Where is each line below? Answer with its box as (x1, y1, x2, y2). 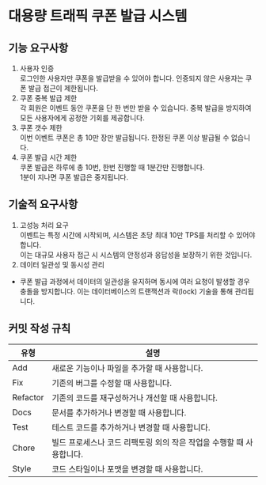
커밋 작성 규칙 (8, 322, 71, 335)
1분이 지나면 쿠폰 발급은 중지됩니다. (19, 172, 129, 182)
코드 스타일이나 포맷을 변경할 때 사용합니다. (51, 464, 203, 475)
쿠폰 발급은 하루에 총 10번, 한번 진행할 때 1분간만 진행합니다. (19, 163, 205, 172)
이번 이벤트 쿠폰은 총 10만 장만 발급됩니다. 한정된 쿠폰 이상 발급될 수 (19, 133, 230, 142)
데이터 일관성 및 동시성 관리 (19, 260, 105, 269)
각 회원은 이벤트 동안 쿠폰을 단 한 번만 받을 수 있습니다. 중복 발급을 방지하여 (19, 104, 252, 112)
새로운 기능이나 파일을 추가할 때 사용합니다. (51, 362, 203, 373)
